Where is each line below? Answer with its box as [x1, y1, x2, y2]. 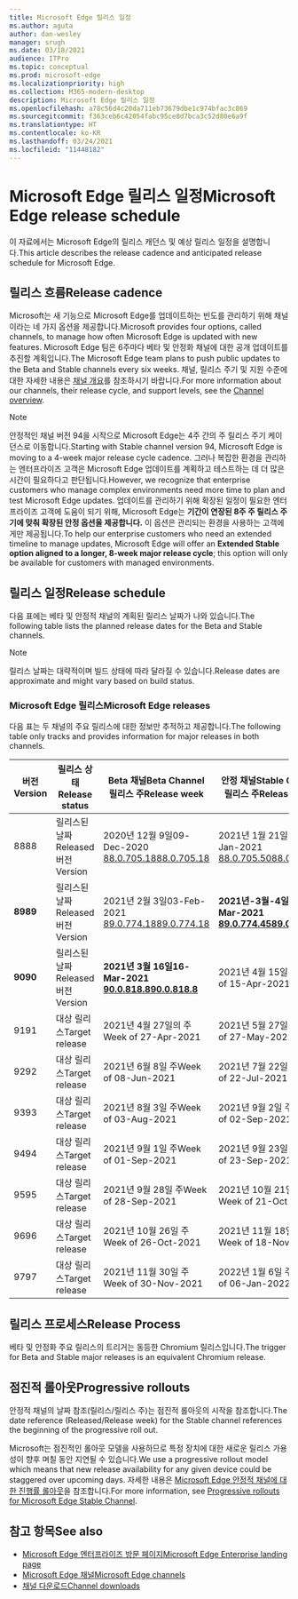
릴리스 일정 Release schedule [9, 585, 166, 601]
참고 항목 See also [9, 1523, 104, 1539]
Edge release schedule [9, 205, 181, 226]
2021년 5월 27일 [218, 1019, 288, 1031]
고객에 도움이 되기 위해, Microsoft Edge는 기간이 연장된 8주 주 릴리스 [39, 506, 279, 517]
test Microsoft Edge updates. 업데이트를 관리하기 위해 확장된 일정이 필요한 [9, 495, 271, 506]
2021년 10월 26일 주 [103, 1225, 190, 1237]
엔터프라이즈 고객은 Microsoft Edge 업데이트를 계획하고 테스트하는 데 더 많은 [18, 464, 286, 474]
